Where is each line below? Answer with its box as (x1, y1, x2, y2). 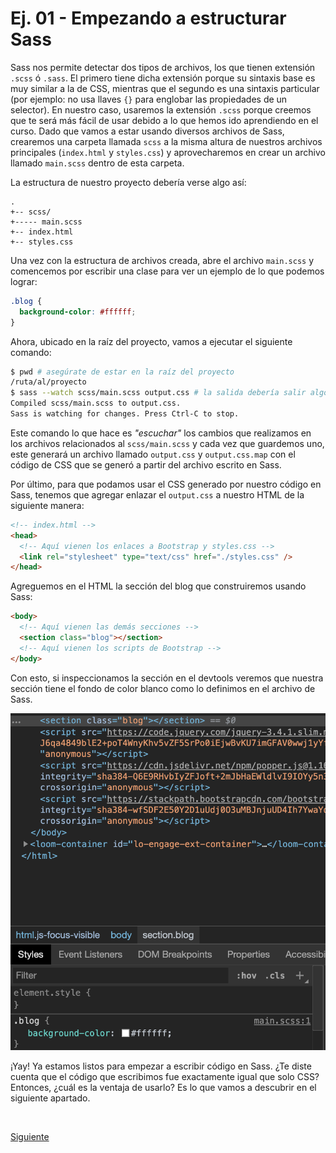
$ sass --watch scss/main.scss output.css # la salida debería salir (10, 388, 307, 398)
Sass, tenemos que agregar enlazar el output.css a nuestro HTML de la (10, 488, 305, 501)
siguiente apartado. (10, 1092, 91, 1104)
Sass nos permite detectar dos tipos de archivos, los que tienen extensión (10, 61, 316, 73)
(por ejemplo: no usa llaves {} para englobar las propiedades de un (10, 93, 288, 105)
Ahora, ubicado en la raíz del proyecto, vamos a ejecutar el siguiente (10, 335, 293, 347)
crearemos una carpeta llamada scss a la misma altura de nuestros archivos (10, 135, 323, 147)
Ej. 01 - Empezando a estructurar (10, 7, 287, 30)
